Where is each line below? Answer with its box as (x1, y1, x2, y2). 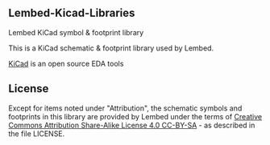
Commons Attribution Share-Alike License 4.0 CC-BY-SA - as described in (8, 120, 255, 130)
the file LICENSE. (8, 128, 65, 139)
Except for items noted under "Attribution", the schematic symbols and (8, 103, 243, 113)
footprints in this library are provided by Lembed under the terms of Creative (8, 111, 263, 121)
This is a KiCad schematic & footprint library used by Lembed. (8, 43, 214, 53)
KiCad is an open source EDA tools (8, 58, 124, 68)
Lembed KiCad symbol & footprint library (8, 27, 144, 37)
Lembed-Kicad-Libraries (8, 6, 135, 20)
